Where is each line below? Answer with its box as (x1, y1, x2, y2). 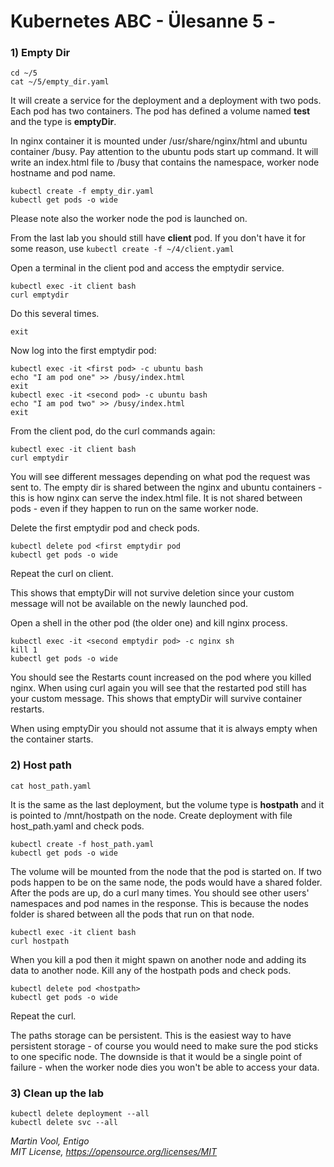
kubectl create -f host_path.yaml (10, 839, 155, 849)
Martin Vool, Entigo (10, 1135, 90, 1147)
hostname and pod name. (10, 167, 116, 179)
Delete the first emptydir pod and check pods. (10, 522, 200, 534)
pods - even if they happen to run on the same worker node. (10, 503, 259, 515)
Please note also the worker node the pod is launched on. (10, 213, 248, 225)
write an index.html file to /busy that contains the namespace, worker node (10, 156, 320, 169)
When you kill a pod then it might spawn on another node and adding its (10, 953, 307, 965)
